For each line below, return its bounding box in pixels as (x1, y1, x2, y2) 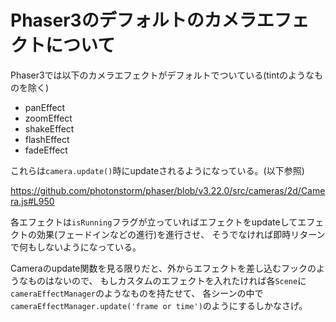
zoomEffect (24, 112, 73, 124)
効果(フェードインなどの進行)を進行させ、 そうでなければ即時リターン (36, 228, 326, 240)
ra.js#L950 (10, 195, 55, 207)
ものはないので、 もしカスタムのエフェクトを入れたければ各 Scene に (27, 274, 307, 286)
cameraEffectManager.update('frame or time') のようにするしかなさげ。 (10, 299, 308, 311)
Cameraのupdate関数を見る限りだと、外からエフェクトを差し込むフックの (10, 262, 317, 274)
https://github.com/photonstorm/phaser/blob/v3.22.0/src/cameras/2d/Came (10, 184, 326, 196)
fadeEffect (24, 144, 68, 156)
